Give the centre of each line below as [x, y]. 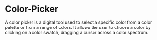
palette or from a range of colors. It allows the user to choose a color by [78, 27]
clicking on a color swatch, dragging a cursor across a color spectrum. [77, 32]
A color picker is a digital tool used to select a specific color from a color [78, 22]
